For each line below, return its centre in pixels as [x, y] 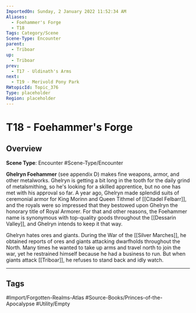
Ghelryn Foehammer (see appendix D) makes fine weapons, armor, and [93, 174]
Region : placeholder [31, 98]
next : [13, 76]
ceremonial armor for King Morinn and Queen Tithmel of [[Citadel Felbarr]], [96, 199]
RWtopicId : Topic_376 [32, 88]
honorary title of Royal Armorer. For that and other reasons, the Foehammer [97, 211]
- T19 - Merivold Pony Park [45, 82]
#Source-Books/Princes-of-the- [124, 298]
